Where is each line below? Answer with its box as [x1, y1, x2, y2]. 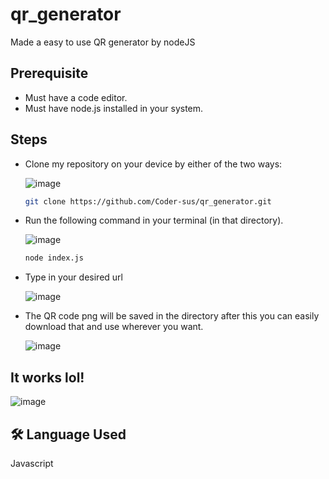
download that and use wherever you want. [24, 321, 204, 333]
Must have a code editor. [24, 91, 128, 103]
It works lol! [10, 369, 85, 386]
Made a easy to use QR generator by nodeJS [10, 36, 196, 48]
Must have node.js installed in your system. [24, 102, 204, 114]
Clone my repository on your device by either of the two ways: [24, 158, 283, 170]
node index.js [24, 253, 84, 263]
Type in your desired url [24, 271, 123, 283]
